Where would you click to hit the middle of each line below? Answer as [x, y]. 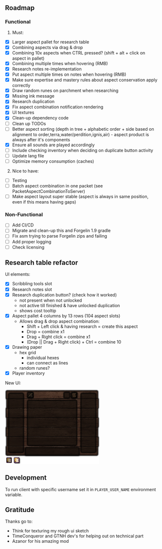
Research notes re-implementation [47, 69]
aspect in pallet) [28, 58]
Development [26, 478]
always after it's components [41, 139]
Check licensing [28, 247]
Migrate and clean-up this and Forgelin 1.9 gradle [61, 231]
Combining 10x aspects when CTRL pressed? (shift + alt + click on [79, 52]
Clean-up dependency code [40, 118]
